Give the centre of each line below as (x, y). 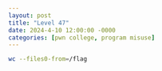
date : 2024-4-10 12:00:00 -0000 (62, 30)
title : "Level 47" (39, 23)
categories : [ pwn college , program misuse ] (82, 37)
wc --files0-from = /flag (48, 59)
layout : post (30, 15)
